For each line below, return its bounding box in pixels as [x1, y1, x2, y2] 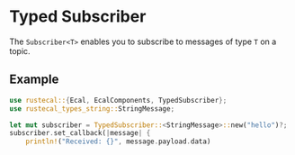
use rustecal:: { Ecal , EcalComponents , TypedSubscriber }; [9, 96, 228, 105]
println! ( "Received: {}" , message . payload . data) [25, 137, 211, 146]
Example [9, 72, 59, 87]
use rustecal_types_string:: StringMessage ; [9, 104, 175, 114]
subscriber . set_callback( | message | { [9, 129, 151, 138]
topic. [9, 45, 31, 56]
